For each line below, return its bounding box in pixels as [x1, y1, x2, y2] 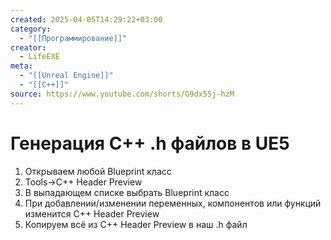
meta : [10, 61, 33, 71]
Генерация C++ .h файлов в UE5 [10, 132, 290, 155]
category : [10, 24, 52, 34]
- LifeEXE [19, 52, 60, 62]
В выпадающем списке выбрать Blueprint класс [24, 186, 230, 198]
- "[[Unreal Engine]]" [19, 71, 114, 81]
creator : [10, 42, 47, 53]
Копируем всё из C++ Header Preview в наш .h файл [24, 218, 248, 230]
